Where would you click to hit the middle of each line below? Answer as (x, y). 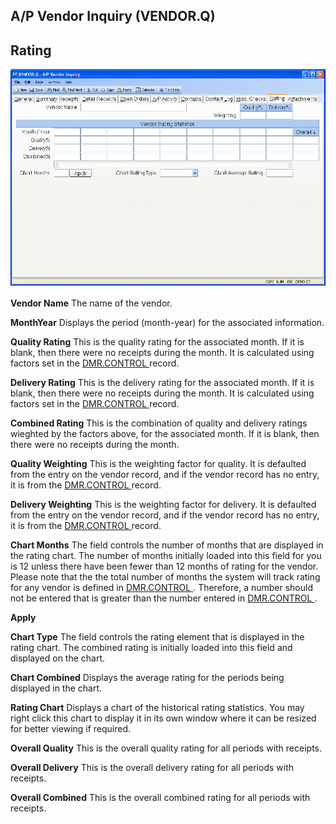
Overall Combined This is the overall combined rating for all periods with (160, 797)
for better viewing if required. (71, 728)
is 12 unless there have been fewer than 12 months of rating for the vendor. (164, 566)
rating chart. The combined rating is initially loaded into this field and (151, 647)
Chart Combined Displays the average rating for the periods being (147, 677)
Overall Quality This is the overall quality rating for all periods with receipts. (166, 748)
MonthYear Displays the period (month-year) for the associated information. (167, 322)
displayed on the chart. (58, 658)
